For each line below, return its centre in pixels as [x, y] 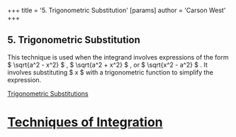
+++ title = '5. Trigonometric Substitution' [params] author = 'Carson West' [117, 10]
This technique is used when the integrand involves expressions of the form [118, 57]
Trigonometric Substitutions [48, 93]
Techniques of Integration [85, 122]
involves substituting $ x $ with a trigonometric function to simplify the [111, 72]
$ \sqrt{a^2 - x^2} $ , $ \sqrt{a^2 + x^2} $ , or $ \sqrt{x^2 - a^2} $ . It [107, 65]
